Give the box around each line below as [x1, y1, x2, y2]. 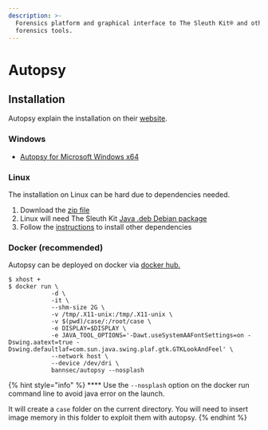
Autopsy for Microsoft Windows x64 [19, 152, 140, 161]
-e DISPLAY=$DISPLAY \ [50, 325, 127, 333]
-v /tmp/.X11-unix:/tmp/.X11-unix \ [50, 310, 173, 319]
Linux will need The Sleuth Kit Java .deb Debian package [19, 213, 207, 223]
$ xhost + [8, 276, 41, 284]
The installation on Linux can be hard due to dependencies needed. [8, 189, 231, 199]
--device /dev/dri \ [50, 360, 120, 368]
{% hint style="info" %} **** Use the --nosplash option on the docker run [8, 381, 250, 390]
